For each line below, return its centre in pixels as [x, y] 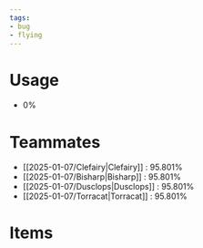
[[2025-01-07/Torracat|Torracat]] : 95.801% [105, 196]
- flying [26, 35]
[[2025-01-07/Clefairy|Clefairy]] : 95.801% [102, 167]
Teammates [55, 142]
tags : [20, 18]
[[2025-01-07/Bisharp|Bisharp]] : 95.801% [102, 177]
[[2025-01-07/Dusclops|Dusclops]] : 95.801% [108, 187]
